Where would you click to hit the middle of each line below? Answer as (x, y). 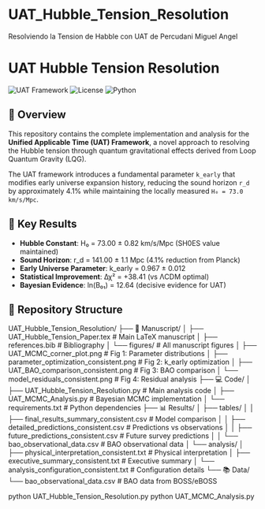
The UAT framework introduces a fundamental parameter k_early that (122, 174)
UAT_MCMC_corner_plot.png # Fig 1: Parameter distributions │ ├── (118, 354)
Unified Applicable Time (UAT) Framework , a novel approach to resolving (129, 142)
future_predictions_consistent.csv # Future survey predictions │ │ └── (123, 436)
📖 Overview (37, 115)
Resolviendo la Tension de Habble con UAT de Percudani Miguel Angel (123, 36)
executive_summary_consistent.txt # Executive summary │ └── (112, 461)
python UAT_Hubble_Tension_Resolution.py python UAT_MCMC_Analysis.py (131, 496)
